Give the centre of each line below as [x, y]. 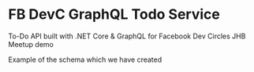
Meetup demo [31, 44]
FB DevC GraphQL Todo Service [114, 14]
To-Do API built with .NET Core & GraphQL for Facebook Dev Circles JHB [127, 36]
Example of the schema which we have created [85, 59]
